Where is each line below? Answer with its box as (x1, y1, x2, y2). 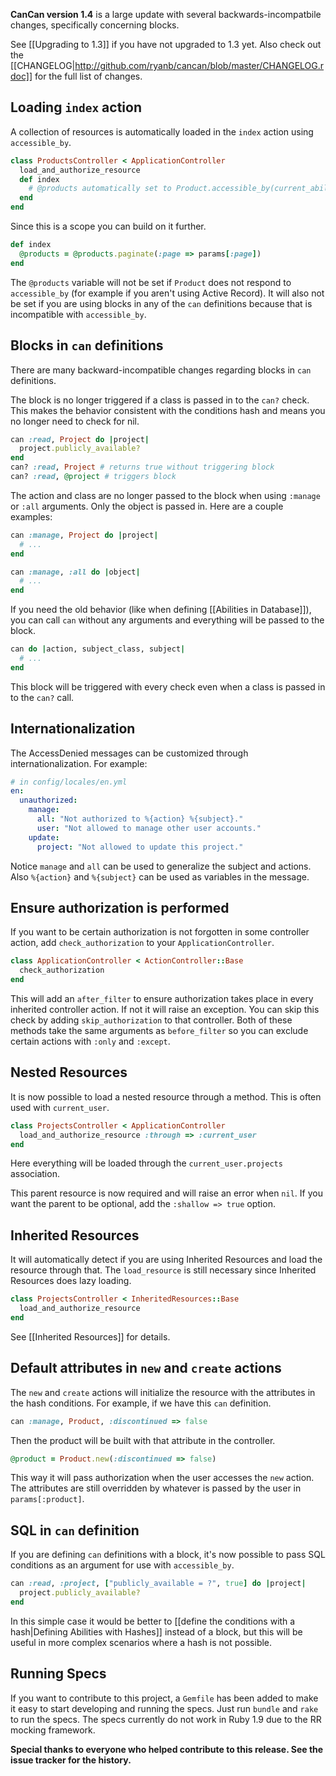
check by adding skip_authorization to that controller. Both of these (10, 1014, 293, 1026)
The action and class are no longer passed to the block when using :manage (10, 489, 321, 501)
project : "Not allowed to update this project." (36, 842, 244, 852)
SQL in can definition (10, 1522, 140, 1539)
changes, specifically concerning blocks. (10, 19, 180, 31)
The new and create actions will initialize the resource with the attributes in (10, 1386, 316, 1398)
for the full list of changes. (34, 70, 143, 82)
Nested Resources (10, 1064, 128, 1081)
